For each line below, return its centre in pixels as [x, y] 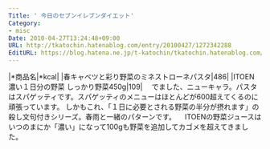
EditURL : [23, 53]
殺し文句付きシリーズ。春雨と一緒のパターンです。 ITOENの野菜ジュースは [135, 117]
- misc [19, 30]
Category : [25, 23]
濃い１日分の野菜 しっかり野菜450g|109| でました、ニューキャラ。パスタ [133, 87]
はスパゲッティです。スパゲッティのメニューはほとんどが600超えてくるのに [133, 97]
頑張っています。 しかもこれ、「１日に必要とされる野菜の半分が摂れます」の [134, 107]
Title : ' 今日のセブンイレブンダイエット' [71, 16]
